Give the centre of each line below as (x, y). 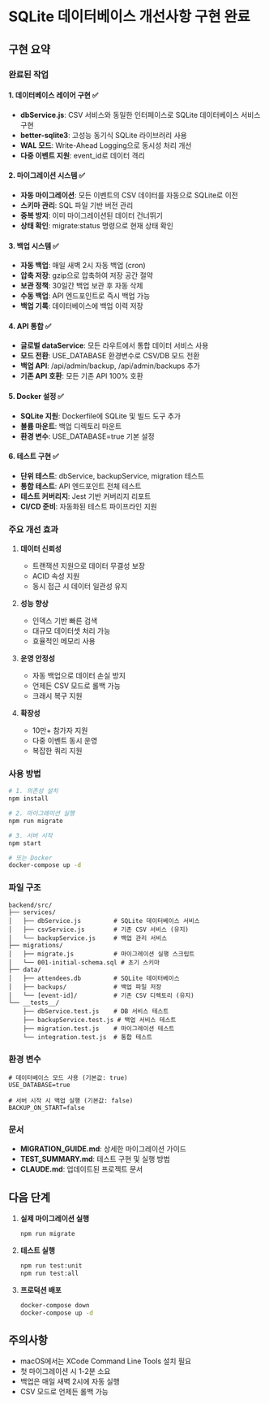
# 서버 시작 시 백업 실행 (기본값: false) (71, 1101)
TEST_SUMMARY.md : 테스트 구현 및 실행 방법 (95, 1159)
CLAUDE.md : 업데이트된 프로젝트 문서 (81, 1169)
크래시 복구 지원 (57, 696)
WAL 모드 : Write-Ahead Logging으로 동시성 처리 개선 (106, 145)
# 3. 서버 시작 (30, 835)
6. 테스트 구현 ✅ (34, 457)
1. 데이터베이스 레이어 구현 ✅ (53, 95)
